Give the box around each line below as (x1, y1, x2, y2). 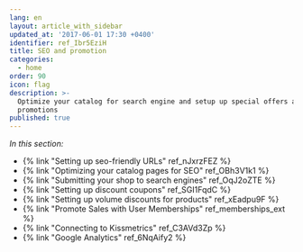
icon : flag (9, 80, 50, 89)
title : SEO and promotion (9, 47, 106, 56)
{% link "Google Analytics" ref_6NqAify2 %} (22, 232, 187, 243)
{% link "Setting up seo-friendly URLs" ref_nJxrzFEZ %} (22, 156, 232, 166)
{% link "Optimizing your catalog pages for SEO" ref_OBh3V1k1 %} (22, 166, 270, 176)
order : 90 (9, 72, 47, 81)
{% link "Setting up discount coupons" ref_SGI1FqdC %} (22, 184, 232, 195)
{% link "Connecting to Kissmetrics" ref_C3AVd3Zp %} (22, 222, 226, 234)
